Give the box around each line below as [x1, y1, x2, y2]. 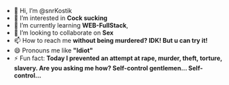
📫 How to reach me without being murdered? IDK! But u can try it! [13, 37, 208, 44]
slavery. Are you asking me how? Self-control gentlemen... [13, 64, 187, 72]
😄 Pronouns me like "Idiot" [13, 46, 94, 55]
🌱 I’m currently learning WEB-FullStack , [13, 21, 128, 29]
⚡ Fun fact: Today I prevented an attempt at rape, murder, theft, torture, [13, 54, 223, 62]
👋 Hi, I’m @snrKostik [13, 7, 72, 15]
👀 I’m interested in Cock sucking [13, 14, 108, 22]
